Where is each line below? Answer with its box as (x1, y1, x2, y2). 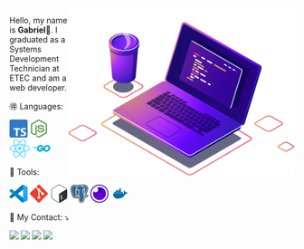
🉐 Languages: (9, 101, 63, 111)
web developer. (9, 82, 68, 92)
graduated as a (9, 34, 66, 44)
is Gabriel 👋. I (9, 24, 58, 35)
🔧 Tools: (9, 167, 40, 177)
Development (9, 53, 60, 64)
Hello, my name (9, 15, 68, 25)
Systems (9, 43, 43, 54)
